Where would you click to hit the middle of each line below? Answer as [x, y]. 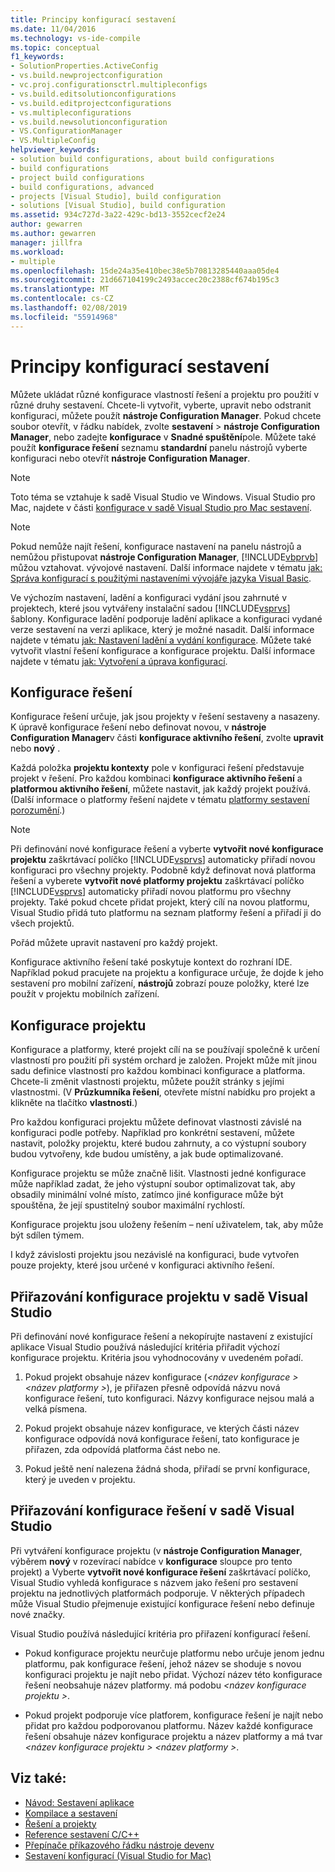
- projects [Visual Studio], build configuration [116, 196]
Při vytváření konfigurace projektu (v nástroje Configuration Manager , [156, 1550]
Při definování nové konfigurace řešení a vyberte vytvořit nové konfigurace [167, 849]
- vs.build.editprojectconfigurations [91, 103]
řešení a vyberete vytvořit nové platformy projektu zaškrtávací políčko [157, 881]
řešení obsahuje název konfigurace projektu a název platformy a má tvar [173, 1736]
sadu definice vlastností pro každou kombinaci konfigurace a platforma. [158, 1071]
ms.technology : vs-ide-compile [75, 38]
